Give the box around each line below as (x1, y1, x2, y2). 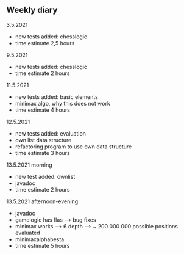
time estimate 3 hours (15, 149, 70, 156)
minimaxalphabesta (15, 235, 65, 243)
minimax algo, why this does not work (15, 100, 111, 107)
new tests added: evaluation (15, 129, 87, 137)
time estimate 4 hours (15, 106, 70, 114)
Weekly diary (6, 5, 58, 15)
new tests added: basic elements (15, 93, 99, 100)
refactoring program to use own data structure (15, 143, 132, 150)
